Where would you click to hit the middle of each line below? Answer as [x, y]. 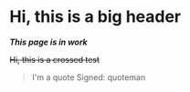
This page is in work [49, 42]
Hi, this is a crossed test [55, 59]
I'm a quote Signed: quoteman [89, 77]
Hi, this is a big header [95, 17]
